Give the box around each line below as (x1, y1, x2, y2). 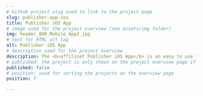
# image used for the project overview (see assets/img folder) (6, 25, 172, 32)
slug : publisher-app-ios (6, 14, 69, 20)
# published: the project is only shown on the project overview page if (6, 59, 196, 65)
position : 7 (6, 76, 36, 82)
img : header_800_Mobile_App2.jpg (6, 31, 91, 37)
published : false (6, 64, 50, 71)
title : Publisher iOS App (6, 20, 71, 26)
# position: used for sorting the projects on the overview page (6, 70, 174, 76)
